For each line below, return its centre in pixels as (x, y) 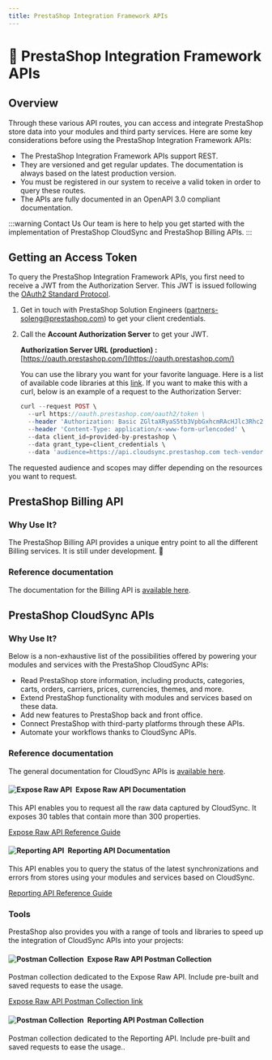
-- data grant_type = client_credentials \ (97, 444)
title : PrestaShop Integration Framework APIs (88, 16)
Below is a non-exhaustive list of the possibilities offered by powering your (133, 656)
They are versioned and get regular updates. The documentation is (132, 164)
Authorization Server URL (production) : (89, 350)
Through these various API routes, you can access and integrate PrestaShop (136, 123)
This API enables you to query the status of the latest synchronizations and (134, 868)
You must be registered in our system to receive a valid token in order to (140, 182)
